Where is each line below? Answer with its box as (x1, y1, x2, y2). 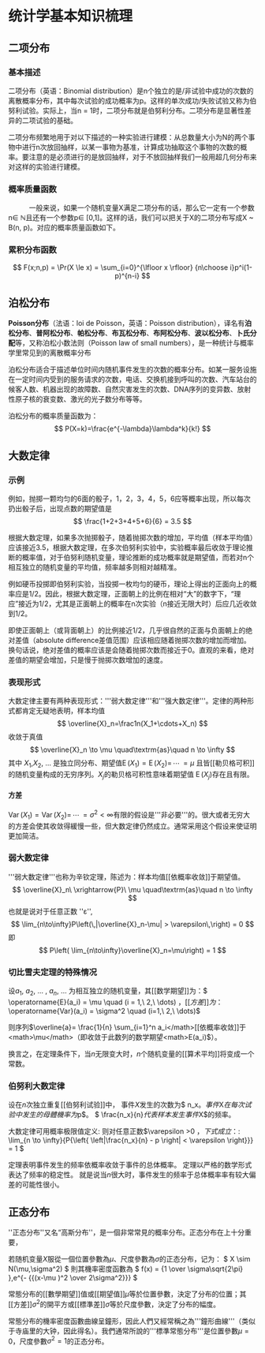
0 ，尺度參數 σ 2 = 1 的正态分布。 (8, 1335, 109, 1346)
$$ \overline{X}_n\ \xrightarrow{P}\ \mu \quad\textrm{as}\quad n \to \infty (12, 884, 253, 894)
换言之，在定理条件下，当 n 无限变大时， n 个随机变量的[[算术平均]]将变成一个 (8, 1048, 255, 1058)
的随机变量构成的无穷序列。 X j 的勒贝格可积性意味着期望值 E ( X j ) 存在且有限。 (8, 770, 254, 781)
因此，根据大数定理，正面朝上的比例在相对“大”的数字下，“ (45, 589, 234, 598)
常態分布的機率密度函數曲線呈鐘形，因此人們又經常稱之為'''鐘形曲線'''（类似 (8, 1316, 256, 1325)
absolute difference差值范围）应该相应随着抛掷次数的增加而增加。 (35, 635, 251, 645)
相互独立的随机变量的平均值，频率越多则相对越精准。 (8, 562, 181, 572)
